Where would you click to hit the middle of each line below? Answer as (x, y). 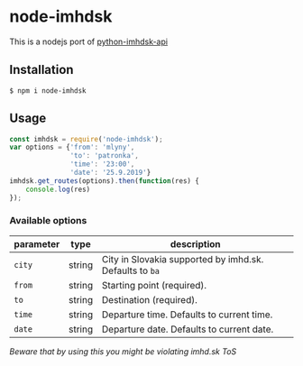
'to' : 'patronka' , (105, 156)
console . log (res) (58, 189)
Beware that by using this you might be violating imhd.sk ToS (123, 351)
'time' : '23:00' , (102, 164)
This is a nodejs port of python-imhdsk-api (89, 41)
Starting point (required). (155, 285)
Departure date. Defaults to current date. (188, 329)
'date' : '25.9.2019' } (110, 173)
